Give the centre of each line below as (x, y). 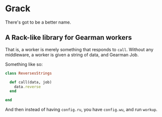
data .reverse (27, 87)
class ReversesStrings (28, 73)
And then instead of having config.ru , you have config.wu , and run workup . (81, 110)
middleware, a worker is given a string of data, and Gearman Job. (72, 55)
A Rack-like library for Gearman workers (69, 38)
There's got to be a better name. (38, 22)
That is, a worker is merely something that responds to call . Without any (79, 49)
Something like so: (24, 64)
